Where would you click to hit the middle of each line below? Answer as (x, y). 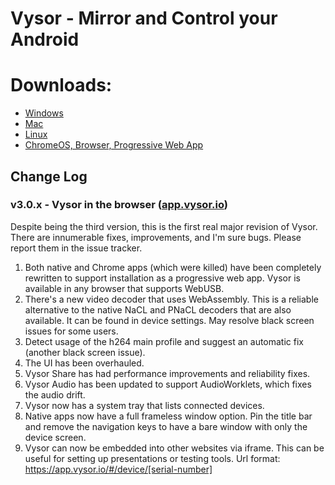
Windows (44, 113)
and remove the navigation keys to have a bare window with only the (166, 426)
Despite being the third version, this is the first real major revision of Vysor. (164, 226)
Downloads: (61, 85)
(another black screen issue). (85, 352)
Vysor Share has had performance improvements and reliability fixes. (167, 373)
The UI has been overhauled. (84, 363)
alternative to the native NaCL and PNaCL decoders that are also (158, 309)
